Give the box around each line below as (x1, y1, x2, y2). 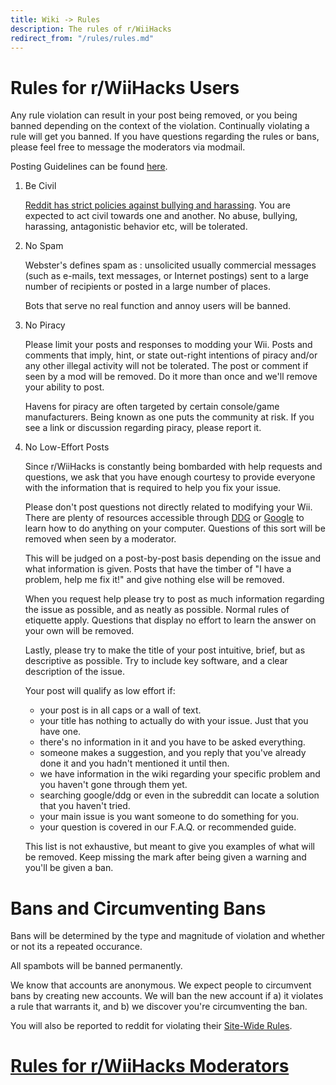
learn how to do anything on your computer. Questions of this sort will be (24, 522, 326, 535)
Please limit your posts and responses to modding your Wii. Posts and (24, 339, 313, 351)
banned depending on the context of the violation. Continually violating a (10, 120, 310, 132)
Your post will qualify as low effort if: (24, 685, 176, 697)
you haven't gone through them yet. (39, 779, 188, 791)
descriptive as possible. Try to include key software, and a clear (24, 655, 288, 667)
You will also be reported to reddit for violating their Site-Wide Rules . (10, 1020, 293, 1032)
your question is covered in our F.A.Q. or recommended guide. (39, 821, 297, 833)
